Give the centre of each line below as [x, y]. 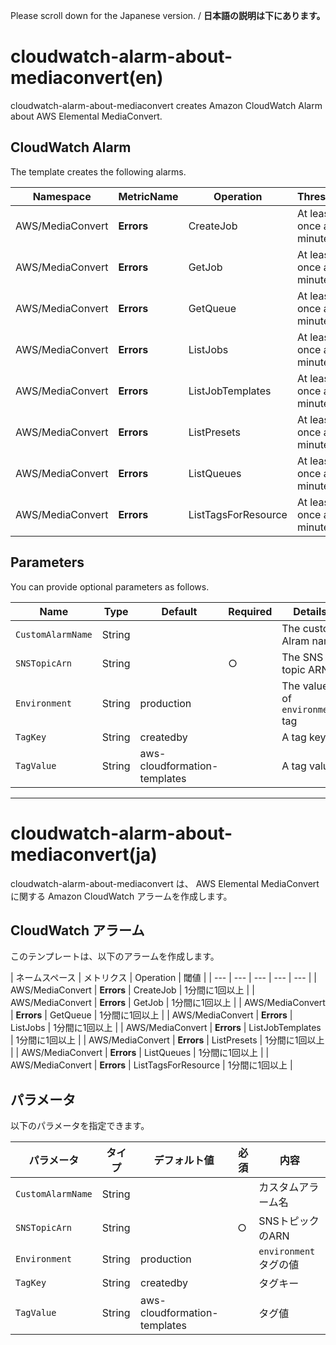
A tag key [304, 737]
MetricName [148, 196]
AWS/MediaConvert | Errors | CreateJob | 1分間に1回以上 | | [132, 990]
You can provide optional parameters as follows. [110, 586]
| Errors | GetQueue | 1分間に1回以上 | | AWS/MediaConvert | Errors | [151, 1015]
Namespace [62, 196]
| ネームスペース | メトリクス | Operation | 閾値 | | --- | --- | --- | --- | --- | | [163, 978]
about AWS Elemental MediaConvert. [86, 116]
